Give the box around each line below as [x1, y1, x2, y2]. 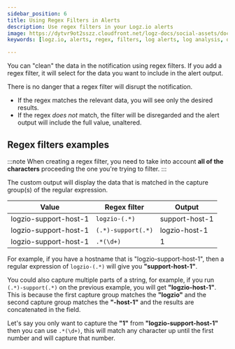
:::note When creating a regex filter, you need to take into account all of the [7, 157, 224, 165]
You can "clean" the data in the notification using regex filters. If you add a [7, 62, 222, 70]
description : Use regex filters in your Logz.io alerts [7, 23, 173, 30]
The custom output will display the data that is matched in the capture [7, 178, 208, 186]
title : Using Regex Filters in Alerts [7, 17, 120, 24]
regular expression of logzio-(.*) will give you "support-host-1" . [7, 262, 198, 270]
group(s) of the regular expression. [7, 185, 108, 194]
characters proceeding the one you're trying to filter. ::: [7, 164, 167, 173]
